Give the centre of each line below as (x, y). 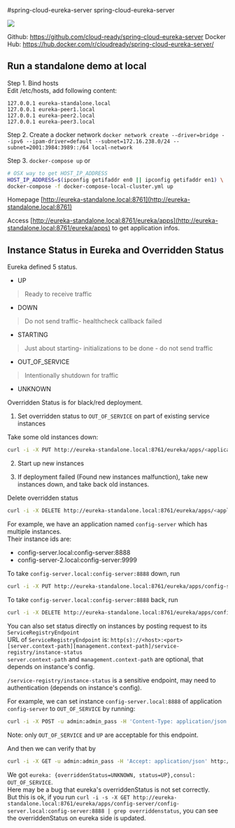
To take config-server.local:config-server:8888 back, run (93, 599)
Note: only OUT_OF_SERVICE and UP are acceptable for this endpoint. (103, 735)
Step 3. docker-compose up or (49, 160)
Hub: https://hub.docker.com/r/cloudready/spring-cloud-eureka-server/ (111, 44)
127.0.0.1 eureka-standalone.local (59, 103)
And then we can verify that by (52, 748)
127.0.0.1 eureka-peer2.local (51, 115)
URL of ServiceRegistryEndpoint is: (58, 639)
